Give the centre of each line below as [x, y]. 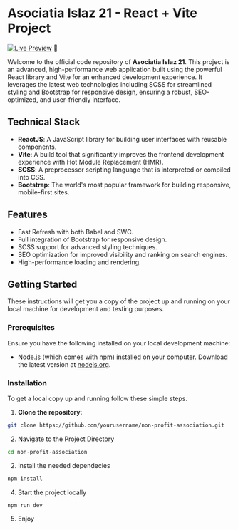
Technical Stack [44, 122]
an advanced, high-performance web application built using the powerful [115, 69]
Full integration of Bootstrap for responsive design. [92, 239]
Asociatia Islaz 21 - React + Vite [103, 13]
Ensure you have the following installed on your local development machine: [119, 343]
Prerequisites [31, 328]
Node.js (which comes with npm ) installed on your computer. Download [123, 357]
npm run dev [25, 505]
